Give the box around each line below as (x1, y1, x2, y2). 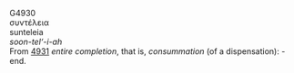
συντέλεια (9, 17, 50, 28)
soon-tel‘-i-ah (9, 36, 63, 47)
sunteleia (9, 27, 44, 37)
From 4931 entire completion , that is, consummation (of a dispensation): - (9, 46, 286, 57)
